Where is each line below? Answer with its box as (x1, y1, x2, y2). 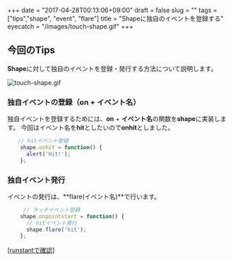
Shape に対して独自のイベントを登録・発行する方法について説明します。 (7, 64, 217, 72)
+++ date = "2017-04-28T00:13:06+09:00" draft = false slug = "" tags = (7, 6, 217, 14)
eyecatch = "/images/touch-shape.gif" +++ (7, 23, 134, 30)
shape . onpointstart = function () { (20, 212, 125, 220)
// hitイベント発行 (25, 219, 78, 227)
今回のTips (7, 44, 55, 56)
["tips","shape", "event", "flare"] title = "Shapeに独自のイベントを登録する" (7, 14, 224, 23)
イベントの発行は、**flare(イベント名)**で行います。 (7, 192, 161, 200)
